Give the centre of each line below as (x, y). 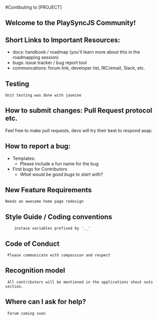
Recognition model (35, 271)
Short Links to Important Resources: (63, 40)
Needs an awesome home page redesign (44, 202)
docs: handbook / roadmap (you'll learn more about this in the (76, 52)
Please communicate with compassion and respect (59, 255)
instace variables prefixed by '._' (52, 228)
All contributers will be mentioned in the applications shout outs (80, 282)
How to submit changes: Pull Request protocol (79, 110)
